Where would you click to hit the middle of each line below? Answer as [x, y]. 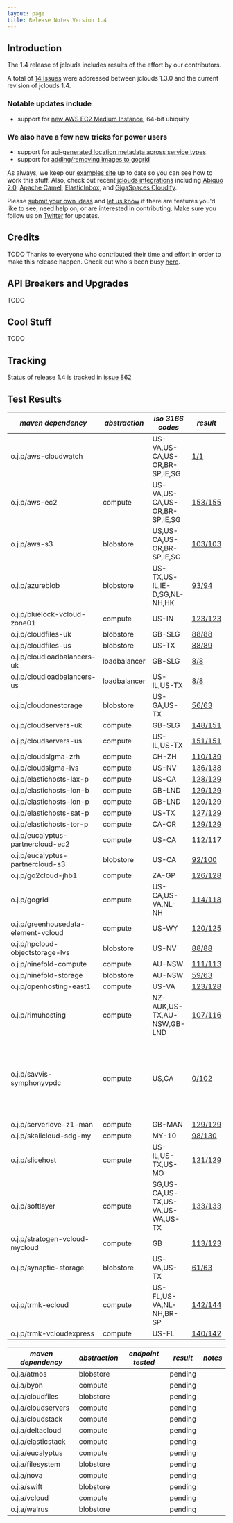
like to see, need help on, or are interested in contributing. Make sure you [112, 208]
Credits [24, 238]
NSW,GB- [169, 1023]
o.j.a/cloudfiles [35, 1396]
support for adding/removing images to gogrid [84, 159]
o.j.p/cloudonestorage [47, 705]
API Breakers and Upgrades [68, 284]
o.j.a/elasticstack [38, 1441]
